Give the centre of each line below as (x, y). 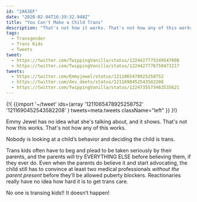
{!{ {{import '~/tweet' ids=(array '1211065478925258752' (75, 104)
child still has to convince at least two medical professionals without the (93, 169)
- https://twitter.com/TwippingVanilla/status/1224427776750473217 (96, 66)
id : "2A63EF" (22, 11)
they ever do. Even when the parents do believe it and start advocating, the (97, 163)
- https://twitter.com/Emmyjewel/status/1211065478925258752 (88, 76)
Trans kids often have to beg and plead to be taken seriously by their (89, 150)
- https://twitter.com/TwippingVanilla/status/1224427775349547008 (96, 60)
